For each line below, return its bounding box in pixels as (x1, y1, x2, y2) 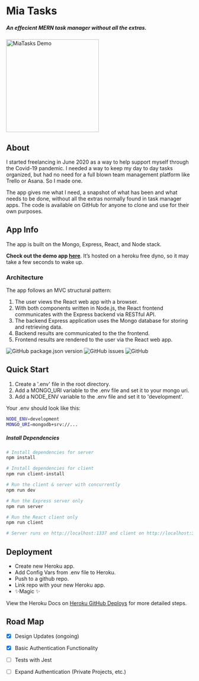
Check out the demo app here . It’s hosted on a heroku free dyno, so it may (6, 252, 189, 259)
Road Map (6, 617, 44, 627)
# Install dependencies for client (6, 466, 94, 472)
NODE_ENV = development (6, 416, 60, 422)
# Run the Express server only (6, 498, 84, 504)
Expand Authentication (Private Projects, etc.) (14, 669, 126, 676)
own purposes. (6, 208, 43, 215)
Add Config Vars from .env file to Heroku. (14, 569, 116, 576)
